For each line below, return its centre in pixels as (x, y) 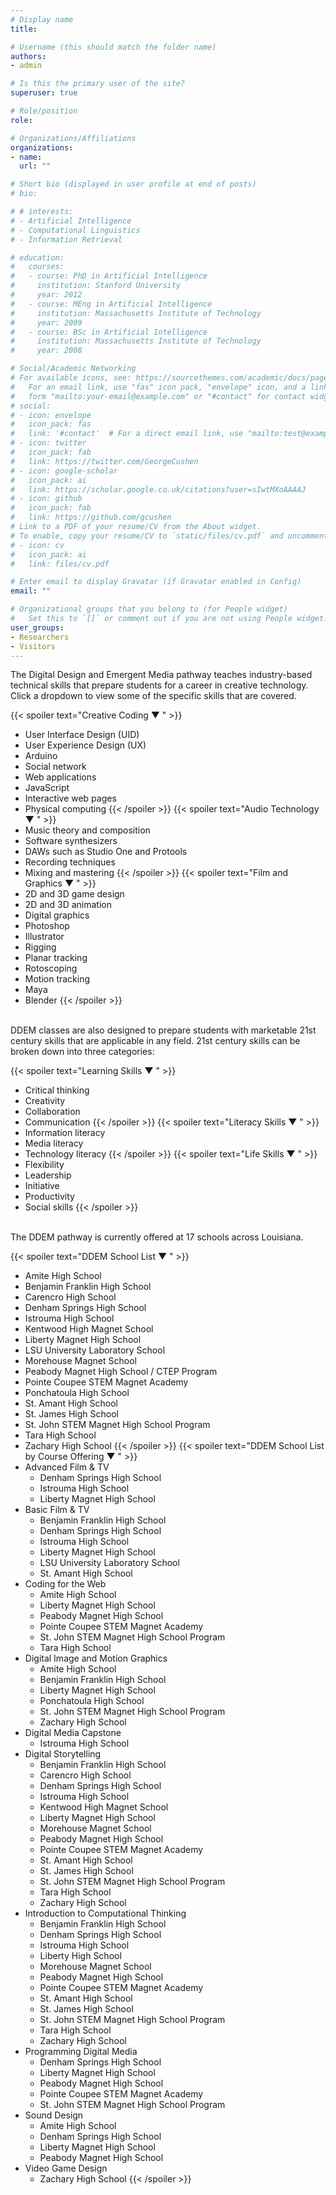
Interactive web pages (70, 798)
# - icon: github (46, 499)
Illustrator (44, 937)
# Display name (42, 19)
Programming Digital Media (81, 2052)
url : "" (35, 166)
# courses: (37, 267)
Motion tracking (57, 979)
